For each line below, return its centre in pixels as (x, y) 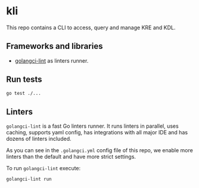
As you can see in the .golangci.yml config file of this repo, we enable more (100, 150)
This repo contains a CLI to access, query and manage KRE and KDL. (91, 27)
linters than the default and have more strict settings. (71, 157)
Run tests (24, 80)
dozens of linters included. (39, 139)
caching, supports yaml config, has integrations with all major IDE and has (97, 132)
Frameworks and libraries (55, 46)
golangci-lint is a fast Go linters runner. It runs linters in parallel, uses (92, 126)
